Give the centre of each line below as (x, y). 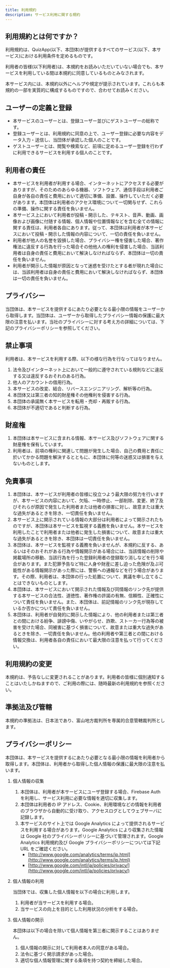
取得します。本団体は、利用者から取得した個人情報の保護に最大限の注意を (83, 764)
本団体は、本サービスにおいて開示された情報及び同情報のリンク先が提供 (88, 589)
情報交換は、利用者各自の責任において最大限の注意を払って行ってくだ (86, 640)
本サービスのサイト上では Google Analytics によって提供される (86, 823)
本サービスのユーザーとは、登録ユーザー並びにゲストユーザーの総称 (83, 121)
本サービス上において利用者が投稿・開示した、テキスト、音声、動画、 (86, 215)
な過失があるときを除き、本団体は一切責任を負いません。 (73, 539)
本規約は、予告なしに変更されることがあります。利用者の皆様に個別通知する (85, 677)
